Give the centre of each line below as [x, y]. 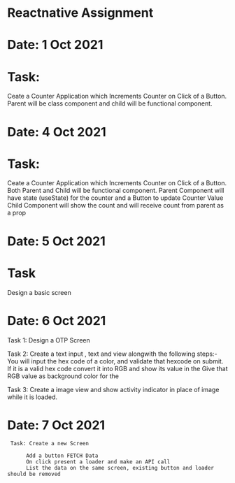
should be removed [34, 474]
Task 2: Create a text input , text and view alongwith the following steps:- [113, 354]
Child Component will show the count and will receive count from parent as [115, 206]
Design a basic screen [39, 292]
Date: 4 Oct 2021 [57, 132]
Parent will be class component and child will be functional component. [110, 103]
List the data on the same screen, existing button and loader [120, 468]
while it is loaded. [33, 397]
